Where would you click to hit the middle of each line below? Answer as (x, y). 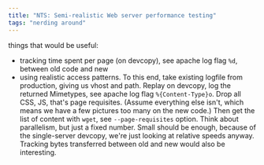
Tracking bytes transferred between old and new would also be (123, 144)
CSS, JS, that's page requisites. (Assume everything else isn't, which (132, 102)
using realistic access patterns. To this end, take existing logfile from (131, 77)
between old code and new (64, 68)
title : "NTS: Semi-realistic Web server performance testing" (112, 15)
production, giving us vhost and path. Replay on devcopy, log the (125, 85)
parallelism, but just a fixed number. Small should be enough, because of (138, 127)
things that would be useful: (53, 45)
